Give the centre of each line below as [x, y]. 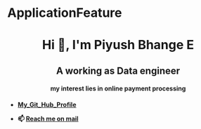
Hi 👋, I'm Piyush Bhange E [118, 45]
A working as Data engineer [118, 70]
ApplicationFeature [65, 13]
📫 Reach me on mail [48, 118]
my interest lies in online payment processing [118, 88]
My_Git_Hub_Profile [47, 104]
